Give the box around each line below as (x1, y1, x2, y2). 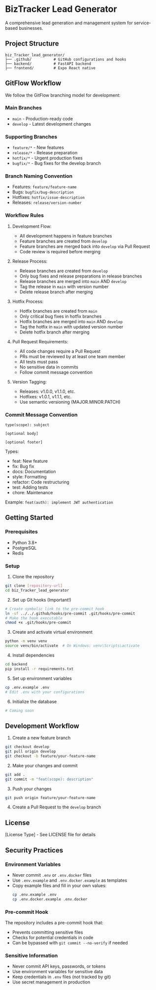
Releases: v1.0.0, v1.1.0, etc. (19, 388, 75, 394)
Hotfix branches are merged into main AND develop (19, 318, 123, 325)
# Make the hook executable (5, 615, 63, 620)
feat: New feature (12, 458, 48, 464)
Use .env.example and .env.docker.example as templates (12, 877, 127, 883)
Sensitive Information (5, 952, 58, 959)
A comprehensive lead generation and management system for (5, 20, 133, 26)
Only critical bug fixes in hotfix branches (19, 313, 102, 319)
